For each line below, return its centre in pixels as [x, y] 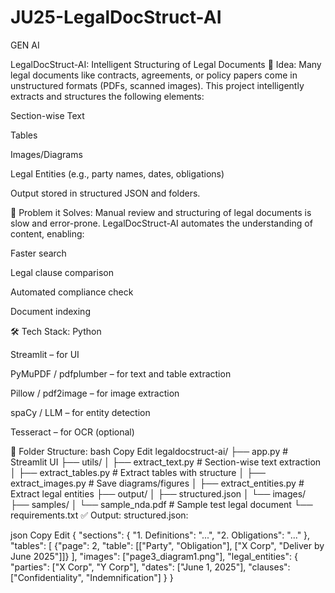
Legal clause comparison [62, 272]
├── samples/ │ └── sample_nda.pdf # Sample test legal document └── [161, 504]
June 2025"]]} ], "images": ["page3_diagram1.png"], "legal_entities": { [154, 556]
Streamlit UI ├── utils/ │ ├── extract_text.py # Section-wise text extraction [166, 462]
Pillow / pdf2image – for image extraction [95, 393]
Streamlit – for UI [45, 354]
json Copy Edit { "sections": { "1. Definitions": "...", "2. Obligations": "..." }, [160, 535]
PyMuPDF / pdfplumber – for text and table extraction [121, 373]
